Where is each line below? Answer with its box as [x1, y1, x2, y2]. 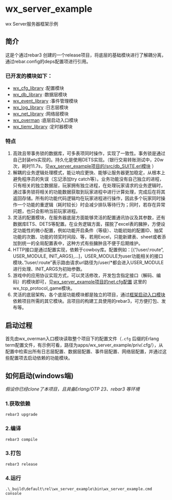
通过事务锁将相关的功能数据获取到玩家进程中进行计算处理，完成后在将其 [12, 189, 165, 195]
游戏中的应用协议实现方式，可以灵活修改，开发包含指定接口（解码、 [12, 272, 157, 279]
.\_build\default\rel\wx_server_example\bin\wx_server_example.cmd [5, 487, 153, 492]
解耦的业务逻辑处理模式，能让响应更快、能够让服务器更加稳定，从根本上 [12, 170, 165, 176]
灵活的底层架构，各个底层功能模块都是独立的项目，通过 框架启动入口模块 [12, 291, 165, 298]
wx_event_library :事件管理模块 [12, 98, 78, 104]
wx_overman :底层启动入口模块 [12, 117, 78, 123]
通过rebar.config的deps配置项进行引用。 [5, 58, 91, 64]
